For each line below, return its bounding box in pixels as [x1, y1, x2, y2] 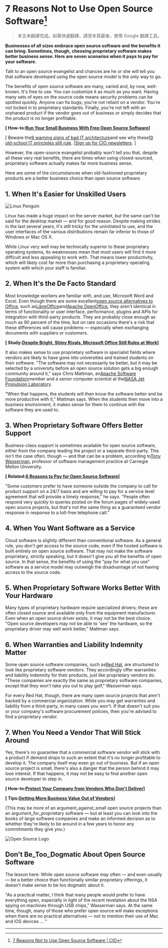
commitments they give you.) [5, 826, 65, 832]
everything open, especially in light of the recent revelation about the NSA [5, 897, 157, 903]
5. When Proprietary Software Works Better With [5, 583, 160, 592]
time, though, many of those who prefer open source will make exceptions [5, 907, 158, 913]
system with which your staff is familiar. [5, 265, 86, 271]
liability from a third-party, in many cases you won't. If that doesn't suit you [5, 703, 160, 709]
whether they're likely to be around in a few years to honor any [5, 820, 134, 826]
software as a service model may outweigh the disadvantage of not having [5, 563, 159, 570]
